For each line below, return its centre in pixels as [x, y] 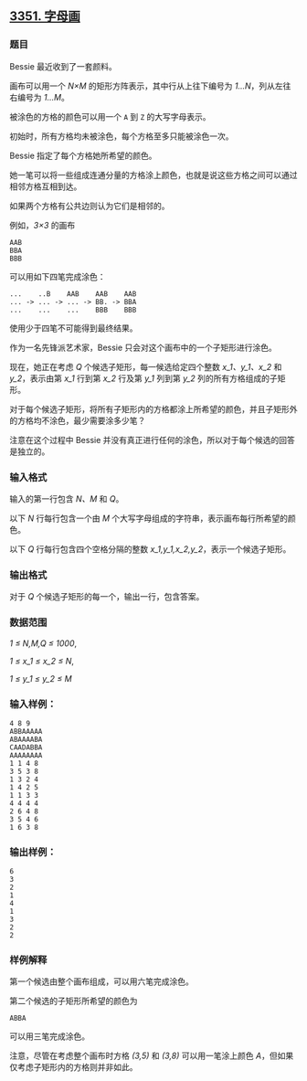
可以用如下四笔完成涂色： [58, 276]
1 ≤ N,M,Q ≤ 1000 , [43, 643]
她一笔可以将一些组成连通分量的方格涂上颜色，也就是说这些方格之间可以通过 [153, 175]
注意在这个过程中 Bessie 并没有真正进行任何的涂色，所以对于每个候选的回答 [152, 440]
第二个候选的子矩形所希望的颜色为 [74, 1001]
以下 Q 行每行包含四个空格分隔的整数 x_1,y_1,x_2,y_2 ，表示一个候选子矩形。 [150, 549]
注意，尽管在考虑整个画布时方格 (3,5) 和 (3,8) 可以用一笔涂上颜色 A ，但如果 [152, 1056]
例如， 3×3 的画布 [42, 225]
